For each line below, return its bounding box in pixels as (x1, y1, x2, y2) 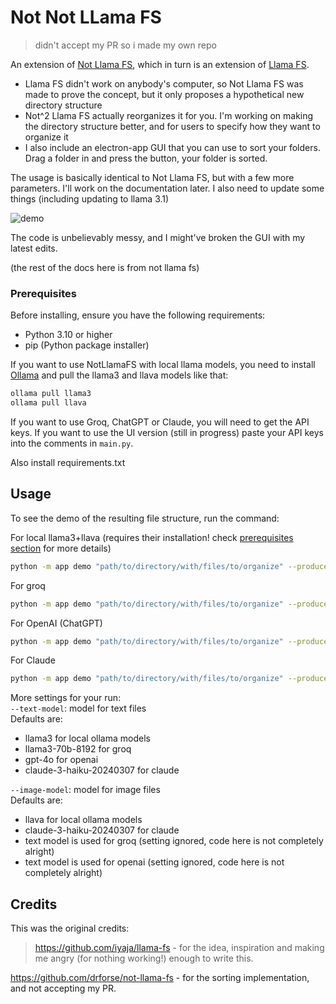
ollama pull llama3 (10, 389, 92, 399)
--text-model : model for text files (10, 702, 147, 715)
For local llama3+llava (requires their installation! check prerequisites (10, 531, 294, 543)
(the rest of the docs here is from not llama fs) (10, 261, 200, 273)
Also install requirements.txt (10, 456, 126, 468)
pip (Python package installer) (24, 339, 150, 351)
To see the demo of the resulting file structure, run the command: (10, 512, 280, 524)
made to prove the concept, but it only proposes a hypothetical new (24, 88, 305, 100)
